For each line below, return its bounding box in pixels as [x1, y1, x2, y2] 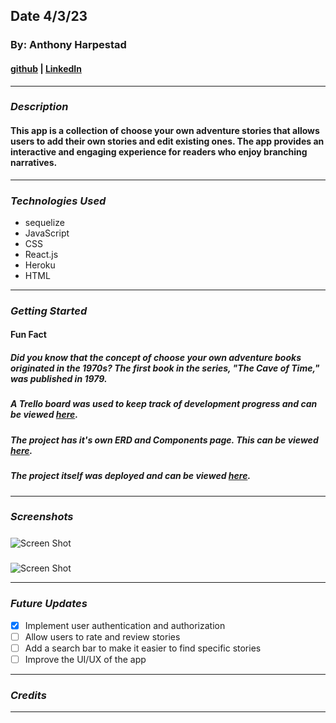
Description [10, 100, 69, 114]
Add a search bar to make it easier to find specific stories [24, 642, 262, 654]
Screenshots [10, 510, 74, 524]
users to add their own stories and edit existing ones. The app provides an [10, 135, 325, 148]
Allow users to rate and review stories [24, 630, 181, 643]
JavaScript [24, 227, 70, 239]
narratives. [10, 157, 58, 169]
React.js [24, 248, 59, 260]
